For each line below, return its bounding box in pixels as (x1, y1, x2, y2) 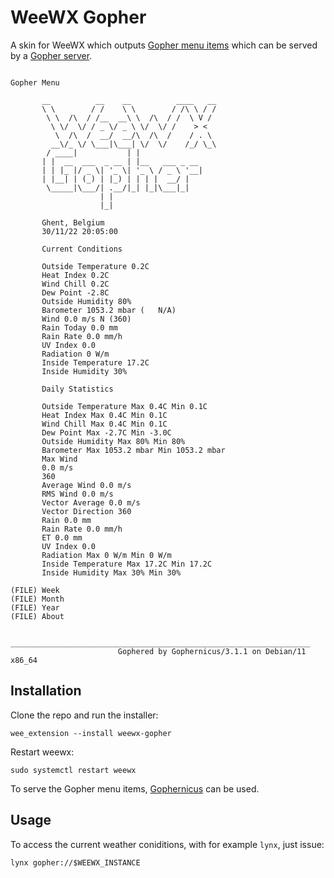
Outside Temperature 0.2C (41, 261, 150, 271)
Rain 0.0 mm (41, 515, 92, 525)
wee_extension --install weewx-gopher (10, 728, 172, 738)
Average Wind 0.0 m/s (41, 480, 132, 490)
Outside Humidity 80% (41, 296, 132, 306)
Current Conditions (41, 244, 123, 254)
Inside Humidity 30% (41, 366, 128, 376)
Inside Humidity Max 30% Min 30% (41, 567, 182, 578)
